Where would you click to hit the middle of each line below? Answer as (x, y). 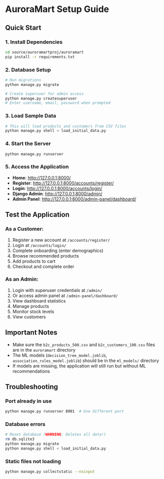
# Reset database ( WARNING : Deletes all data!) (56, 434)
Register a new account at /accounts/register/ (61, 240)
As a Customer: (24, 229)
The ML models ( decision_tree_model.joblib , (60, 355)
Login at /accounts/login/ (39, 245)
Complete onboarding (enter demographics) (58, 250)
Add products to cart (34, 261)
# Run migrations (23, 80)
